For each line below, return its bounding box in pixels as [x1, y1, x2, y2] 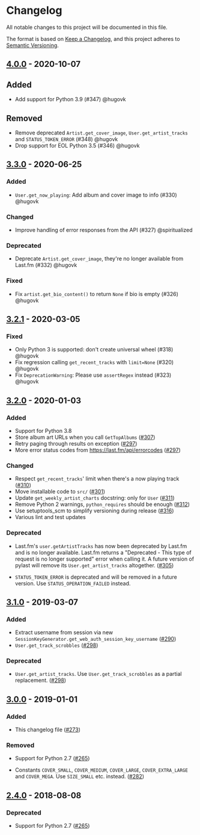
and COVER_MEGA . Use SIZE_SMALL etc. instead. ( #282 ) [14, 773, 145, 780]
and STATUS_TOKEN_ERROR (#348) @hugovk [14, 135, 118, 142]
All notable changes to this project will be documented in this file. [6, 24, 168, 31]
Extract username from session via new [14, 629, 114, 636]
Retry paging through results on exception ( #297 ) [14, 440, 138, 447]
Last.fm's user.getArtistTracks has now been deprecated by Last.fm [14, 542, 187, 549]
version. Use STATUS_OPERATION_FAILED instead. [14, 579, 131, 587]
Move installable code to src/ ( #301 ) [14, 488, 106, 495]
